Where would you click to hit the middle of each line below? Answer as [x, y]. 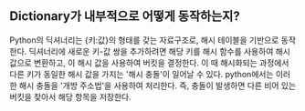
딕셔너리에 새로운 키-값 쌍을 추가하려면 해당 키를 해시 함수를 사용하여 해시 [159, 51]
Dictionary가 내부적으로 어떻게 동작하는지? [125, 16]
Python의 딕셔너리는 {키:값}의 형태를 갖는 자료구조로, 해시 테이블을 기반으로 [144, 40]
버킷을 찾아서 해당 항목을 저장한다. [70, 96]
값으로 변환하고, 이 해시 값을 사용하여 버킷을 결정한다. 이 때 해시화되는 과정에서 [149, 63]
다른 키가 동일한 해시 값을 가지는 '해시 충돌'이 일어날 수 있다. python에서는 [142, 74]
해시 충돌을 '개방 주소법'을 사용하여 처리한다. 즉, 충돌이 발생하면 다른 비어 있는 [158, 86]
